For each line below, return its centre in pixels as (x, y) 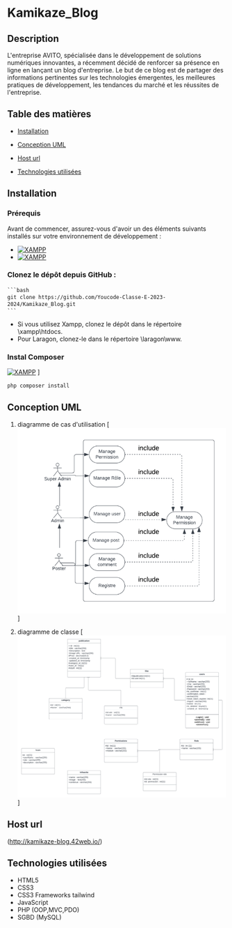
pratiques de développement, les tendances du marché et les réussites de (113, 85)
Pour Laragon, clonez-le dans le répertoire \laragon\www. (100, 339)
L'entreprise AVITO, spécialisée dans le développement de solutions (104, 55)
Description (33, 39)
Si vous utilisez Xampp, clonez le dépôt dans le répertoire (99, 324)
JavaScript (33, 902)
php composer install (39, 386)
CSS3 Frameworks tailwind (56, 895)
